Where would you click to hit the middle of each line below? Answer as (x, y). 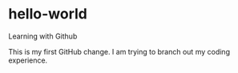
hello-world (48, 14)
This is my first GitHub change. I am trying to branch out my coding (119, 51)
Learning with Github (43, 36)
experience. (28, 60)
